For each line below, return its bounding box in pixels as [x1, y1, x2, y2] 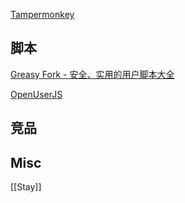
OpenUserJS [10, 88, 63, 100]
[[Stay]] [10, 181, 42, 193]
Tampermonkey [10, 9, 75, 20]
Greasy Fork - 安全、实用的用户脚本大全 [10, 68, 175, 80]
